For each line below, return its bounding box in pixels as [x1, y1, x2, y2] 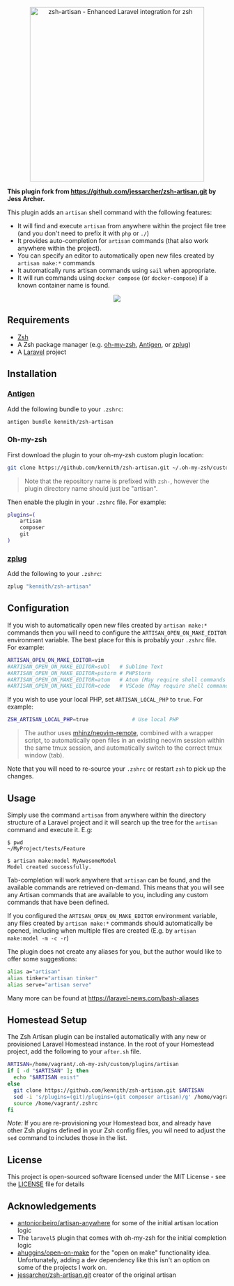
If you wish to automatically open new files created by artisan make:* [7, 621, 208, 629]
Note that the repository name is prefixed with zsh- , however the [24, 477, 210, 485]
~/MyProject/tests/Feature [7, 845, 86, 852]
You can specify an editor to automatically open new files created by [17, 251, 214, 260]
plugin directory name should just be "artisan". [24, 484, 158, 492]
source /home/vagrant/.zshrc [13, 1100, 98, 1107]
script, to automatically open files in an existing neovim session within [24, 737, 225, 745]
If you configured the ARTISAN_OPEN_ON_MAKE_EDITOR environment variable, [7, 911, 217, 919]
